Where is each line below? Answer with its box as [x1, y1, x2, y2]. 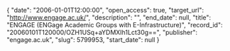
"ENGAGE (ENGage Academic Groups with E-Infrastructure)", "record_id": [6, 21, 223, 29]
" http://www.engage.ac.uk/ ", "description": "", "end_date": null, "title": [6, 13, 212, 22]
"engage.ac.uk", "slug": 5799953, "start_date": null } [6, 36, 160, 44]
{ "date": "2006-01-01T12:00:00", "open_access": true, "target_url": [6, 6, 204, 14]
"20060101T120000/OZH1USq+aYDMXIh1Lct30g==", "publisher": [6, 28, 198, 36]
